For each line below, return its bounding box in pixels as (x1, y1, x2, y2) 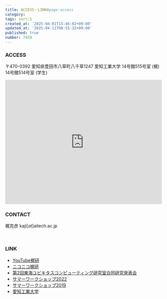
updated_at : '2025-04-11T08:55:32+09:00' (5, 26, 92, 31)
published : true (5, 30, 39, 35)
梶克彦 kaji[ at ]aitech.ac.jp (5, 223, 58, 229)
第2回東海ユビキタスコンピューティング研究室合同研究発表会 (12, 270, 137, 276)
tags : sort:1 (5, 16, 32, 21)
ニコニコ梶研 (12, 263, 39, 269)
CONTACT (5, 211, 31, 218)
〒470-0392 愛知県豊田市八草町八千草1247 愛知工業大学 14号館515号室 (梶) (5, 63, 160, 70)
